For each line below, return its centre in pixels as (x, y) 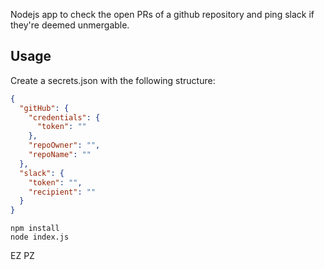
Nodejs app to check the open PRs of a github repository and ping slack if (162, 14)
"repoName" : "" (60, 155)
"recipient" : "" (62, 192)
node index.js (40, 237)
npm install (35, 229)
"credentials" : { (64, 117)
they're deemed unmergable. (70, 25)
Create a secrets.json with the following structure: (113, 80)
